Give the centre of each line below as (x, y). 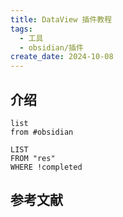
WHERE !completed (46, 167)
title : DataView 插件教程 (61, 19)
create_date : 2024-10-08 (62, 57)
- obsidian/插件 (51, 47)
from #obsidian (42, 132)
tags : (21, 29)
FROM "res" (33, 158)
